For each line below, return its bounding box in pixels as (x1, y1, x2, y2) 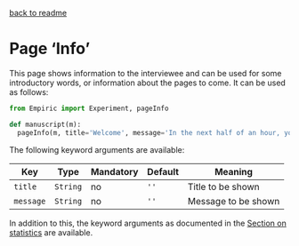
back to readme (9, 8, 68, 18)
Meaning (214, 165, 254, 178)
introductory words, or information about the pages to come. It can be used (9, 77, 287, 88)
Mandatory (90, 165, 139, 178)
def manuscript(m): (9, 120, 82, 129)
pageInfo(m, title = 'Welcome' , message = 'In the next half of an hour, (17, 128, 280, 137)
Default (146, 165, 180, 178)
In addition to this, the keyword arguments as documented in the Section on (9, 218, 287, 228)
